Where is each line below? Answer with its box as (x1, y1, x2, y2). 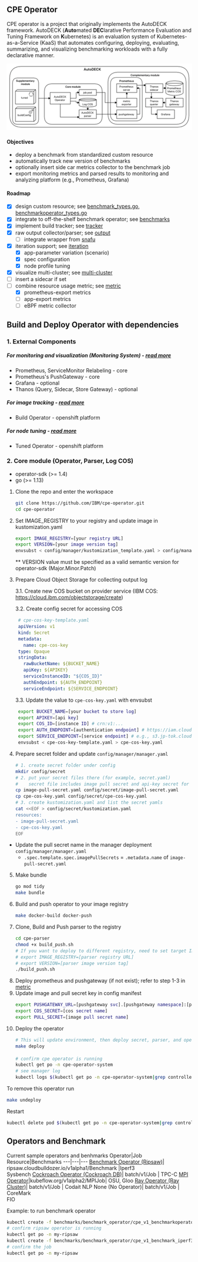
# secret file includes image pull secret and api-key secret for (15, 781, 190, 787)
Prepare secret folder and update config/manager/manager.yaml (15, 750, 169, 757)
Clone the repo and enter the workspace (15, 488, 113, 495)
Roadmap (6, 190, 31, 197)
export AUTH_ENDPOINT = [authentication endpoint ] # (18, 727, 145, 733)
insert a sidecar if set (15, 275, 67, 282)
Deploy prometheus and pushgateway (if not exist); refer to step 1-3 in (15, 977, 186, 985)
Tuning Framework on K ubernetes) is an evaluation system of (6, 32, 156, 40)
